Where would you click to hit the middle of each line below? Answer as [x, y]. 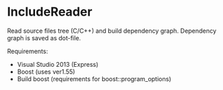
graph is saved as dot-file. [44, 37]
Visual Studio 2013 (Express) [58, 64]
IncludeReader [50, 12]
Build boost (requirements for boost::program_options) [94, 78]
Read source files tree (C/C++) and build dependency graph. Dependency [112, 31]
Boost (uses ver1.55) [46, 72]
